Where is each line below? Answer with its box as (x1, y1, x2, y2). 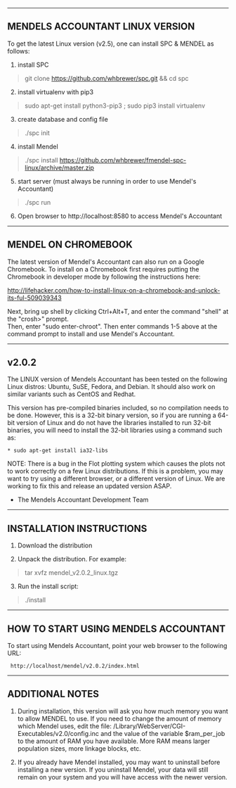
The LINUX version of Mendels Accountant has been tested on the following (7, 375, 228, 383)
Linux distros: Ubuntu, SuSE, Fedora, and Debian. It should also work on (7, 383, 216, 391)
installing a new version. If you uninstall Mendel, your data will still (17, 765, 209, 774)
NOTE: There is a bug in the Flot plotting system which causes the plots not (7, 459, 225, 468)
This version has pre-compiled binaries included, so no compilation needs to (7, 404, 229, 412)
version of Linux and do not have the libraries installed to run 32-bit (16, 419, 211, 427)
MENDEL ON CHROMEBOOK (7, 239, 133, 250)
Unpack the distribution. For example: (17, 555, 126, 564)
